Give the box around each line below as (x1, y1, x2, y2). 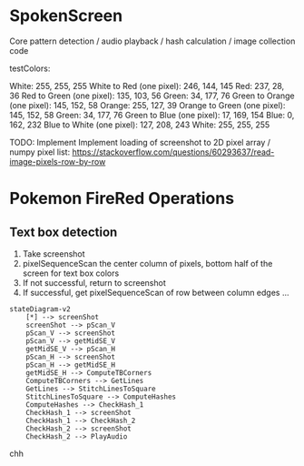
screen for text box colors (22, 268, 120, 279)
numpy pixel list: (9, 147, 71, 157)
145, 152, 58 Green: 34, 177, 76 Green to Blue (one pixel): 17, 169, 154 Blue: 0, (9, 109, 295, 120)
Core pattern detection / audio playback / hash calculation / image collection (9, 35, 296, 46)
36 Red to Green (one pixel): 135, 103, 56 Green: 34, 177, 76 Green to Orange (9, 90, 295, 101)
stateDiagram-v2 (9, 304, 71, 314)
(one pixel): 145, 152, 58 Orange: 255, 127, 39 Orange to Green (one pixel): (9, 99, 286, 110)
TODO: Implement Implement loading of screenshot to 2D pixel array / (9, 137, 270, 147)
